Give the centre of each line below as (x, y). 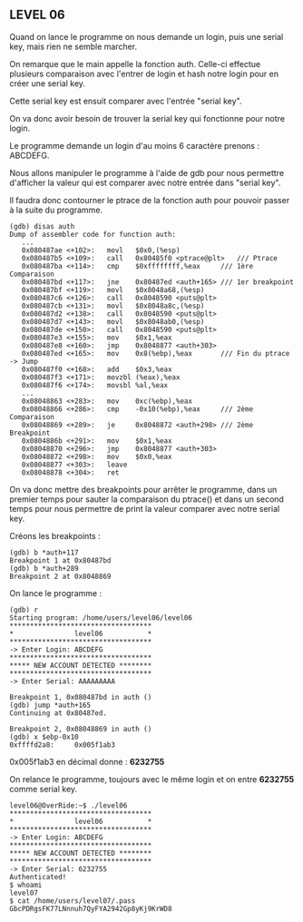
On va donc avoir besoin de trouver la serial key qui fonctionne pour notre (147, 118)
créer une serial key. (48, 83)
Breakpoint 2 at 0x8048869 (60, 576)
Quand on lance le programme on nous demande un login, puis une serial (147, 36)
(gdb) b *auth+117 (44, 553)
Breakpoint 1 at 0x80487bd (60, 560)
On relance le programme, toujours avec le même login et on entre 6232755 (152, 779)
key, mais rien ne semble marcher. (73, 46)
